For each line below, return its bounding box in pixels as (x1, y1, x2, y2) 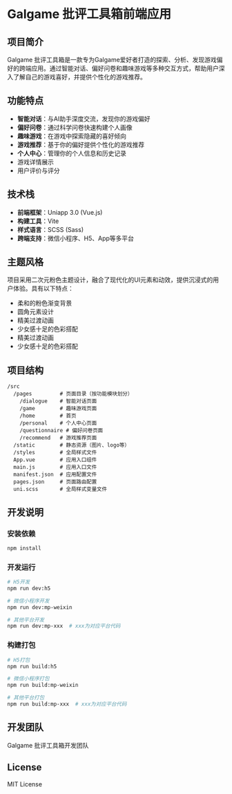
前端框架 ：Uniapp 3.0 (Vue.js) (17, 208, 103, 216)
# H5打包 (7, 657, 30, 664)
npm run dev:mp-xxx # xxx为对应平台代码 (7, 623, 121, 630)
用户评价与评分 (17, 166, 60, 175)
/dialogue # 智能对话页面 (19, 398, 97, 405)
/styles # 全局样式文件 (13, 449, 97, 456)
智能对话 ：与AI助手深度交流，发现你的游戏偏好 (17, 115, 151, 123)
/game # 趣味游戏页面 (19, 405, 97, 412)
